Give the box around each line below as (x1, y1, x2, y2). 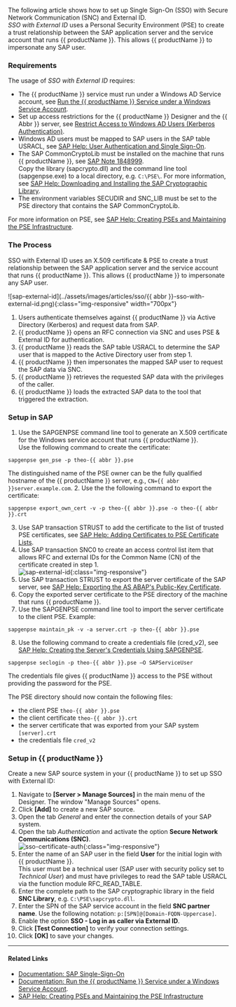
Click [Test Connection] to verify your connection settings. (18, 924, 189, 933)
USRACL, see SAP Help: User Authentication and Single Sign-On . (18, 142, 207, 151)
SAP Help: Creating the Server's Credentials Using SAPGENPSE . (18, 646, 204, 654)
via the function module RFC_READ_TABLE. (18, 880, 143, 888)
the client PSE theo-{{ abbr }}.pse (18, 706, 120, 714)
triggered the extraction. (18, 395, 89, 403)
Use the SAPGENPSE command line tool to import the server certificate (18, 605, 224, 613)
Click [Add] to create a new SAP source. (18, 805, 135, 814)
